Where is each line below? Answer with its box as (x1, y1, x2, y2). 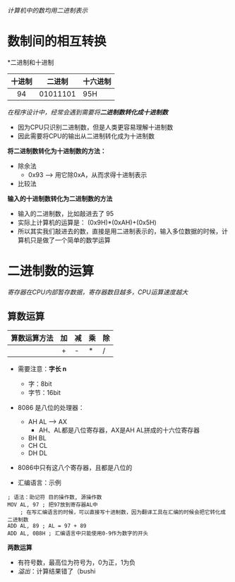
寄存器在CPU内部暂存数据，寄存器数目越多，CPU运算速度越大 (7, 288, 188, 296)
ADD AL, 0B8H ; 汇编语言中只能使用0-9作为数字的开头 (7, 530, 149, 537)
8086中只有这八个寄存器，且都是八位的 (17, 463, 133, 471)
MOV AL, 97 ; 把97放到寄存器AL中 (7, 501, 98, 508)
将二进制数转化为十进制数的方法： (7, 147, 107, 155)
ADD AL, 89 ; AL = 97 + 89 (7, 522, 87, 529)
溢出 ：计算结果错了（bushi (17, 566, 96, 575)
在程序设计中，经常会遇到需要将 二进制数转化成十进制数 (7, 108, 168, 116)
